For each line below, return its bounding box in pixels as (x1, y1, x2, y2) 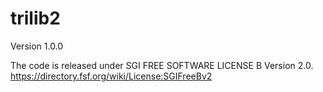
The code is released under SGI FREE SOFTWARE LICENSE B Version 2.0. (10, 59, 314, 71)
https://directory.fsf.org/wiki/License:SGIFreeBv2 (10, 70, 213, 82)
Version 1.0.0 (10, 40, 64, 52)
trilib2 (10, 7, 61, 30)
